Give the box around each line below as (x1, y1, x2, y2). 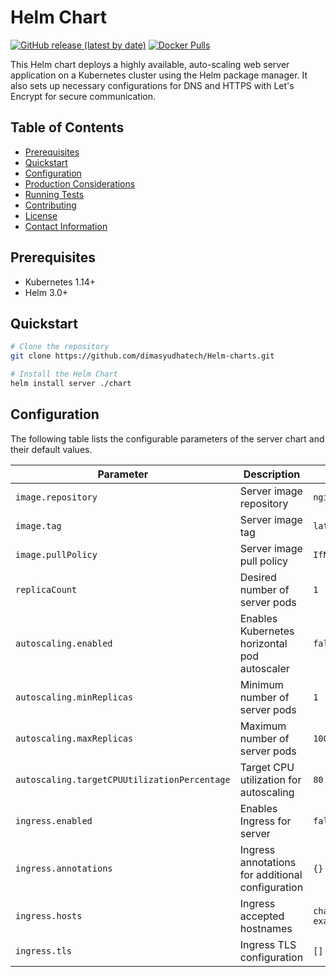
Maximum (239, 719, 287, 733)
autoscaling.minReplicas (15, 691, 134, 703)
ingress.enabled (15, 815, 93, 826)
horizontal (239, 636, 288, 650)
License (24, 209, 58, 221)
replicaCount (15, 584, 78, 595)
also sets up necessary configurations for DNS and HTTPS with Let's (10, 79, 295, 91)
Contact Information (24, 220, 108, 232)
